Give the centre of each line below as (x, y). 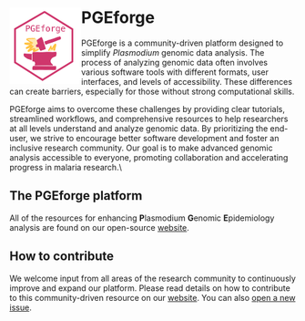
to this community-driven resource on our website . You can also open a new (152, 297)
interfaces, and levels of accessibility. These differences (187, 81)
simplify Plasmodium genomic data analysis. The (173, 52)
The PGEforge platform (76, 196)
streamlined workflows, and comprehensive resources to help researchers (149, 119)
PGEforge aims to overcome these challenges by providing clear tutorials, (147, 109)
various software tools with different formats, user (175, 72)
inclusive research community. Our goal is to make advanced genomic (141, 148)
